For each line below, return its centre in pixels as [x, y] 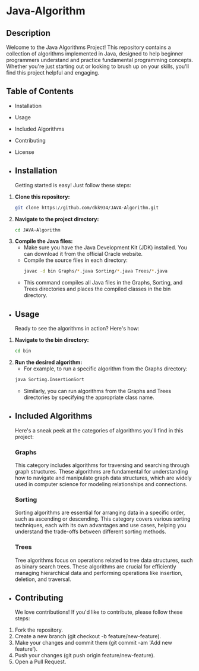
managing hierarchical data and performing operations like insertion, [99, 573]
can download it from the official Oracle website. [83, 254]
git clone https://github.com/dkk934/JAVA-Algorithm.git [87, 208]
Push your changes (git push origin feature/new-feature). [85, 655]
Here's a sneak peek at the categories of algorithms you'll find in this [99, 430]
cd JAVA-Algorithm [37, 230]
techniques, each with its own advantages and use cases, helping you [100, 525]
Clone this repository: [42, 197]
